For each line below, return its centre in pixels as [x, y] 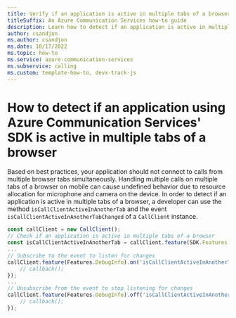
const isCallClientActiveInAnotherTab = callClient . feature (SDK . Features [118, 243]
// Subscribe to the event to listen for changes [81, 255]
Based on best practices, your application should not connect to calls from [115, 172]
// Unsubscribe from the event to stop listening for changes [100, 288]
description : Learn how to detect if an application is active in [106, 27]
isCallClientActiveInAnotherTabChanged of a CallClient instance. [103, 217]
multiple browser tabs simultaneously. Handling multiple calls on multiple [112, 179]
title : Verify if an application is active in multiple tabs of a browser [119, 14]
